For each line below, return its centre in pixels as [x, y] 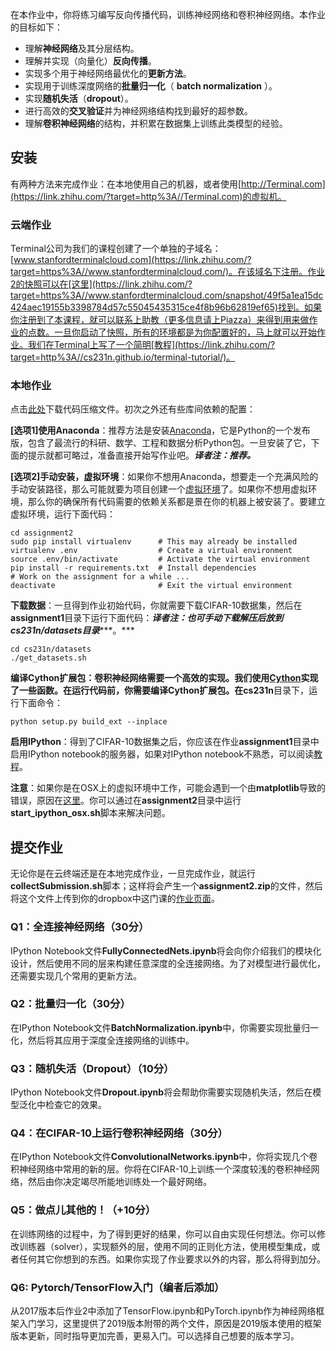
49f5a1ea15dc [295, 295]
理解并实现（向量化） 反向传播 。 [90, 61]
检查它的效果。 [75, 1105]
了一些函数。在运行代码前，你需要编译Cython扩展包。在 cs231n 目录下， [159, 690]
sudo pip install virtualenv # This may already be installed [154, 542]
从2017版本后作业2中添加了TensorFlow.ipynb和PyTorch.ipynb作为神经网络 [163, 1311]
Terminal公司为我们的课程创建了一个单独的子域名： [116, 249]
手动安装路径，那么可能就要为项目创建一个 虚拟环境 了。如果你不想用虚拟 [159, 489]
